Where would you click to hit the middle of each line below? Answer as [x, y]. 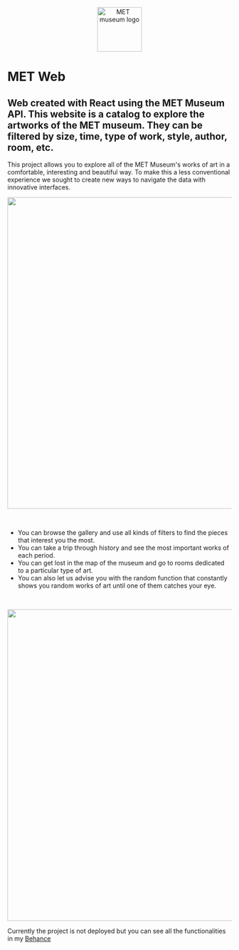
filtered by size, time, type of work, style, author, [117, 136]
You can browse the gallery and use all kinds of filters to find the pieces [123, 533]
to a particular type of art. [55, 570]
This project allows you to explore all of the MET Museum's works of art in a [119, 165]
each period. [36, 555]
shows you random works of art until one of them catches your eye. [117, 585]
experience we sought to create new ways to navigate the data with [107, 179]
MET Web [37, 77]
